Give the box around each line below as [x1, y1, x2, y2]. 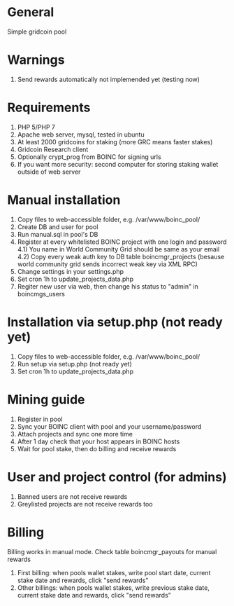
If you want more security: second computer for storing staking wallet [17, 160, 219, 168]
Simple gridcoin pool [7, 27, 67, 36]
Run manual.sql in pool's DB [17, 230, 98, 238]
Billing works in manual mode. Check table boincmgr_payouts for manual [7, 547, 217, 556]
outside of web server [17, 167, 81, 176]
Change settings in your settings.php [17, 267, 124, 275]
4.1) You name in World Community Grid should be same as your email [17, 245, 220, 253]
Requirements [7, 99, 91, 116]
